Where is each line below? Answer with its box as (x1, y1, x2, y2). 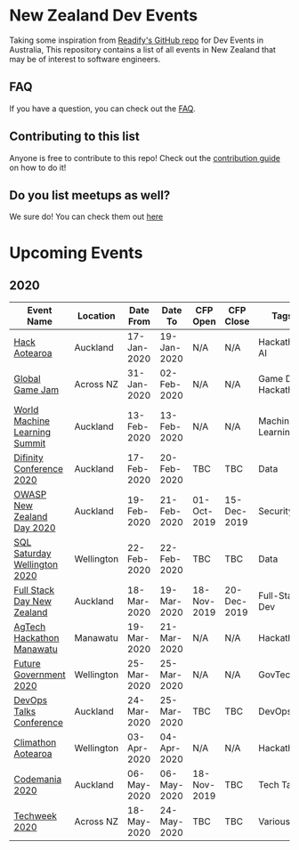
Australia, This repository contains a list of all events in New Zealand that (9, 44, 276, 54)
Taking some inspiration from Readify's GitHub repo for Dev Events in (9, 35, 264, 45)
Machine (13, 415, 51, 427)
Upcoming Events (9, 242, 143, 263)
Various (257, 815, 291, 828)
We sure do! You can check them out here (9, 211, 164, 223)
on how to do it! (9, 162, 67, 173)
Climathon (13, 736, 57, 749)
